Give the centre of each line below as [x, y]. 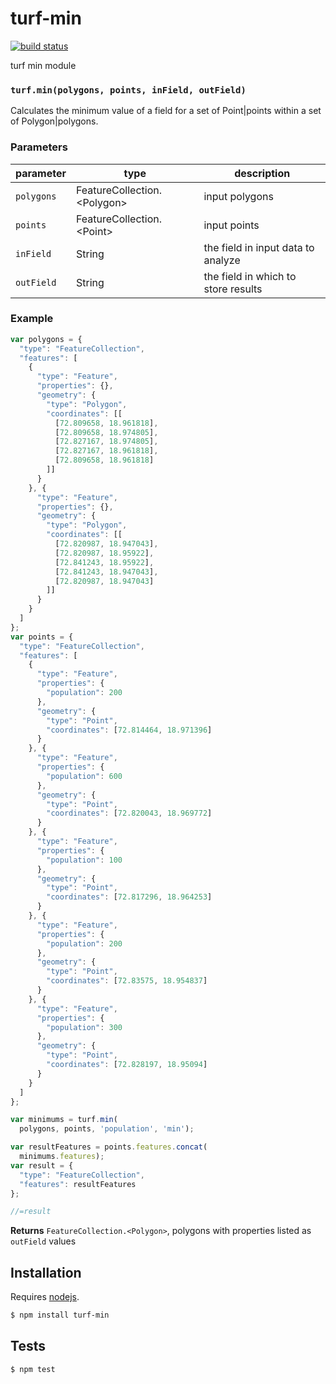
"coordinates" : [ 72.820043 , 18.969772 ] [129, 813]
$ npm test [33, 1369]
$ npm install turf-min [60, 1315]
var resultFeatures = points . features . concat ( [109, 1147]
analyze [222, 260]
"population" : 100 [84, 860]
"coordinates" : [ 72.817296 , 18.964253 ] [129, 897]
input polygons [238, 196]
